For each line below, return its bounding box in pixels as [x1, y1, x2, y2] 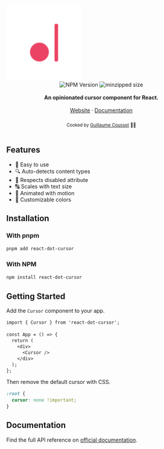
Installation [6, 213, 49, 224]
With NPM [6, 260, 37, 269]
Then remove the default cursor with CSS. [6, 378, 111, 386]
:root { [6, 391, 26, 397]
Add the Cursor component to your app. [6, 307, 105, 315]
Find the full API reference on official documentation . [6, 436, 137, 444]
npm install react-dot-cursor [6, 274, 83, 281]
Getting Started [6, 291, 66, 301]
